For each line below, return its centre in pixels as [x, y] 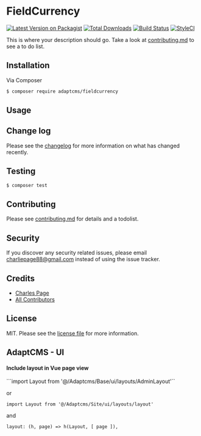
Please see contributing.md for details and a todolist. [72, 219]
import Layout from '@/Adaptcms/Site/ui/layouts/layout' [80, 404]
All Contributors [35, 299]
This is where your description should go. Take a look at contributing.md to [100, 40]
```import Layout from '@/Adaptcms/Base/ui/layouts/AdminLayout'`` [91, 381]
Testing [21, 171]
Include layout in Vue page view [48, 368]
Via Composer [24, 80]
